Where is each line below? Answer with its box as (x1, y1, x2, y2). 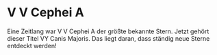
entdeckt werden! (7, 41, 57, 50)
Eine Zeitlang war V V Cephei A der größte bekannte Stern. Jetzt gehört (7, 27, 209, 35)
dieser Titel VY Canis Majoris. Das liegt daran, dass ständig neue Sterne (7, 34, 210, 42)
